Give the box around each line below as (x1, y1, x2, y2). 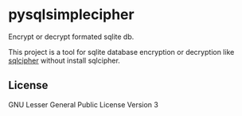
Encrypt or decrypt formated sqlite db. (8, 32, 135, 41)
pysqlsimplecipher (8, 6, 135, 24)
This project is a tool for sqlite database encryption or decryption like (8, 47, 235, 56)
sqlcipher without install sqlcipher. (8, 56, 121, 65)
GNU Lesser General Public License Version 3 (8, 99, 159, 109)
